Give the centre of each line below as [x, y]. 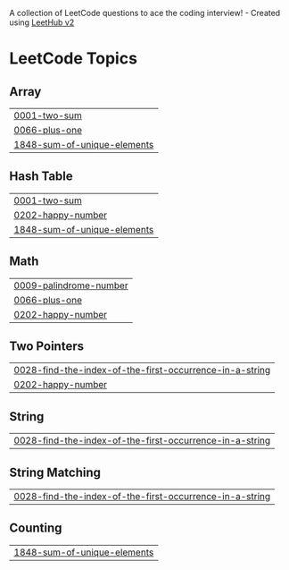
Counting [36, 528]
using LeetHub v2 [42, 22]
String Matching [55, 472]
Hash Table [41, 177]
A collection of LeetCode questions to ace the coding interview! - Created [145, 13]
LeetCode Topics [74, 59]
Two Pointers [47, 347]
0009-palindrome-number [71, 285]
